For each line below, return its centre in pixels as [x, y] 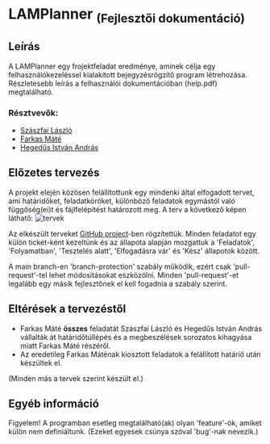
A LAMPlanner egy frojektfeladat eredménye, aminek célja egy [112, 66]
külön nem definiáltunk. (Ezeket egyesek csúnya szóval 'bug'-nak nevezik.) [133, 432]
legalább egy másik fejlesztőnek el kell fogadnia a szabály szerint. [118, 283]
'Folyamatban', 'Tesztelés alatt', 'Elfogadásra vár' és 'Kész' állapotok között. [134, 250]
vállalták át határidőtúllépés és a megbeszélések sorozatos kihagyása [136, 337]
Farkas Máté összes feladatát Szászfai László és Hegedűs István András [141, 329]
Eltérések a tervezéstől [67, 309]
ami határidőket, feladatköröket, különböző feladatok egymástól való [122, 201]
